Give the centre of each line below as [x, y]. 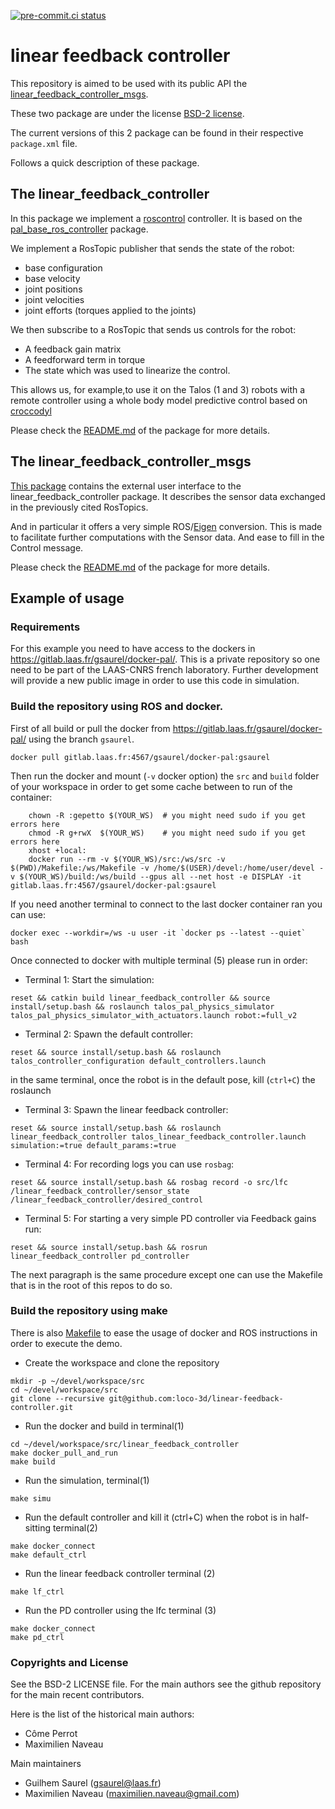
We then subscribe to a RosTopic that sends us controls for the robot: [153, 329]
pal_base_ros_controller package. [79, 229]
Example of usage [67, 598]
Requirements [45, 627]
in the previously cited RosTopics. [79, 507]
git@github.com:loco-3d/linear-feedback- [196, 1398]
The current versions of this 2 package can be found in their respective [157, 132]
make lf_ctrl [37, 1591]
